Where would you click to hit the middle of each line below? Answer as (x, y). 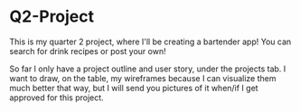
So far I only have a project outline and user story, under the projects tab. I (148, 69)
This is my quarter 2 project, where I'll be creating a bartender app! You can (150, 42)
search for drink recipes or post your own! (88, 51)
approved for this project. (56, 98)
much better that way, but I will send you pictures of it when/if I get (134, 88)
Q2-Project (52, 17)
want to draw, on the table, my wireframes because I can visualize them (143, 78)
